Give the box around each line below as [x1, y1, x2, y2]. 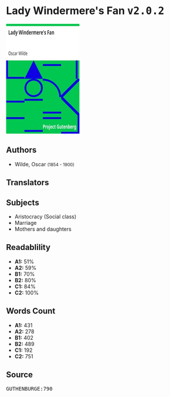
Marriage [14, 219, 37, 226]
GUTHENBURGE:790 [6, 385, 53, 392]
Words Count [6, 306, 56, 316]
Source [6, 369, 33, 379]
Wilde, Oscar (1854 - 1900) [14, 160, 74, 167]
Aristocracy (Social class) [14, 213, 77, 220]
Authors [6, 145, 37, 155]
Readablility [6, 242, 51, 252]
